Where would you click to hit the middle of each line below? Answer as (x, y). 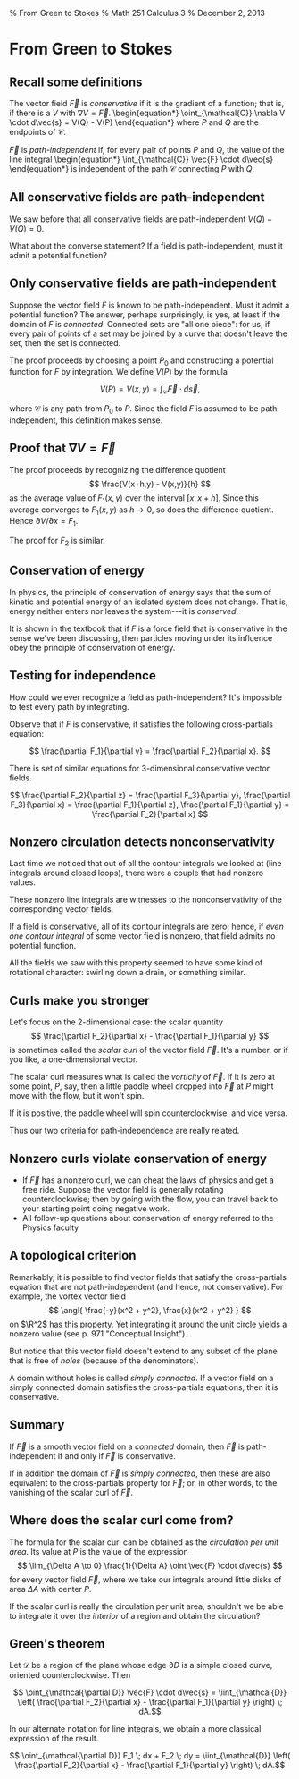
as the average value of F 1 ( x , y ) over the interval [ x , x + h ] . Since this (134, 498)
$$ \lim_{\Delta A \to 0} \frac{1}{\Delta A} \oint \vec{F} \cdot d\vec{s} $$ (150, 1565)
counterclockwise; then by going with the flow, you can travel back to (150, 1199)
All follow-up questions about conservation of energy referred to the (148, 1218)
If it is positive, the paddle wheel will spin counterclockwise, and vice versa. (149, 1113)
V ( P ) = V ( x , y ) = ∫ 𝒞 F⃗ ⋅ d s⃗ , (150, 390)
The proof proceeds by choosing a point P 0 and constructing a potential (141, 361)
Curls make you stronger (79, 1000)
